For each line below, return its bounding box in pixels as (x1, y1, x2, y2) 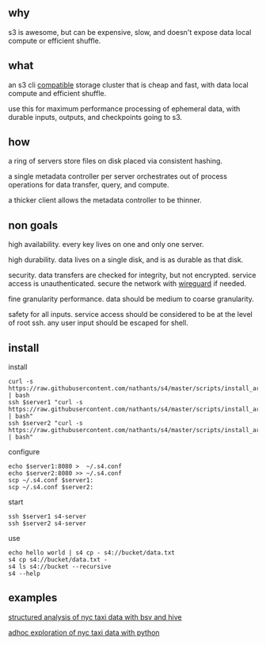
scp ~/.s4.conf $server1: (8, 477, 93, 485)
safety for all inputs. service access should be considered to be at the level (8, 310, 253, 319)
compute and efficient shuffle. (8, 88, 107, 98)
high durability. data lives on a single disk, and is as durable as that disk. (8, 255, 244, 265)
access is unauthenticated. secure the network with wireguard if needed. (8, 279, 247, 288)
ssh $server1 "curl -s (8, 399, 83, 407)
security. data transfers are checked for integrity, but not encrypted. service (8, 270, 256, 280)
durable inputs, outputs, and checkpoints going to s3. (8, 112, 183, 122)
